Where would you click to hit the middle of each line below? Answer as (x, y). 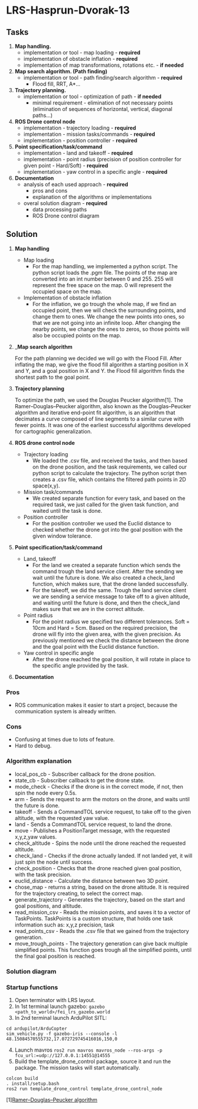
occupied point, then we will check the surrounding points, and (109, 310)
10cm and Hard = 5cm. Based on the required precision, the (105, 627)
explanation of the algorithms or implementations (92, 197)
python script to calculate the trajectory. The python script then (110, 473)
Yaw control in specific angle (59, 653)
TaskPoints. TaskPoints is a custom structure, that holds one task (94, 918)
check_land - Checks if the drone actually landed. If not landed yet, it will (103, 856)
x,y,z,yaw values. (36, 837)
